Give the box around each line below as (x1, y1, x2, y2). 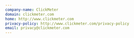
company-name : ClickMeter (5, 7, 58, 12)
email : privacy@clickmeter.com (5, 26, 70, 31)
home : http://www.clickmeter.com (5, 16, 74, 21)
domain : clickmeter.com (5, 12, 54, 17)
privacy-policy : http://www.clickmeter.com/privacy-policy (5, 21, 130, 26)
